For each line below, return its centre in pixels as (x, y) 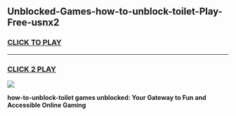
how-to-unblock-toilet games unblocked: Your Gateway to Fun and (107, 97)
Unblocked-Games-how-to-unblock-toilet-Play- (115, 12)
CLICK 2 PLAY (32, 69)
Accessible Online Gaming (47, 105)
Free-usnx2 (33, 23)
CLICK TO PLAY (34, 43)
